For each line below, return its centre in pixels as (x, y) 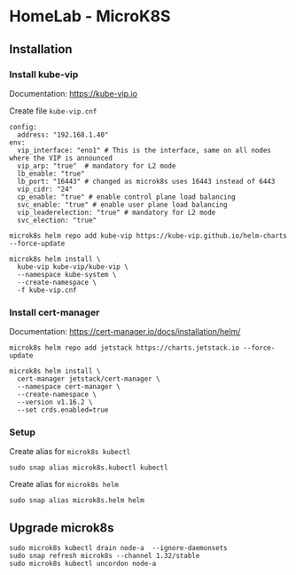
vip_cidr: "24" (45, 189)
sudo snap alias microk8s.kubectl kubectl (89, 468)
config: (23, 127)
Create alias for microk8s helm (64, 484)
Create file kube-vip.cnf (53, 110)
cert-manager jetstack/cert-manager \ (89, 379)
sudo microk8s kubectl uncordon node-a (83, 564)
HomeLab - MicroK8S (90, 16)
